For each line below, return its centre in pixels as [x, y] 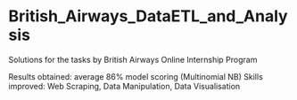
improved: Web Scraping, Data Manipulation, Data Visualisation [124, 86]
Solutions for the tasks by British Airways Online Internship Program [133, 59]
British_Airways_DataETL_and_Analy [148, 16]
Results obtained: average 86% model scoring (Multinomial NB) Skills [136, 76]
